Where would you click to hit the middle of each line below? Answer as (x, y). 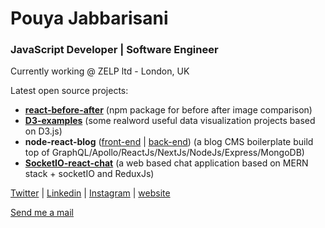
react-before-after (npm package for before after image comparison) (168, 110)
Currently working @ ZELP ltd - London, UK (100, 71)
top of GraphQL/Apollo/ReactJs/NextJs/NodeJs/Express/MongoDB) (164, 153)
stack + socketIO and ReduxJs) (89, 174)
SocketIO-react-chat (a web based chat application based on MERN (166, 163)
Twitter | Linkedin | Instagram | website (90, 193)
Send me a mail (42, 213)
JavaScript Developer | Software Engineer (114, 50)
